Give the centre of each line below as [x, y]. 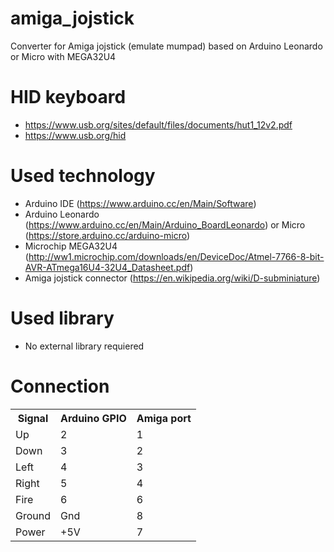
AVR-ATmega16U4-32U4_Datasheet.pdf [107, 267]
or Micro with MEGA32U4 [63, 56]
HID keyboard [68, 97]
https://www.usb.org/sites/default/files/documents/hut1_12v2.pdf [158, 124]
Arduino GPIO [93, 418]
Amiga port [164, 418]
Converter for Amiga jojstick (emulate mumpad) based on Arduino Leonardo [166, 46]
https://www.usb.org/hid [75, 135]
